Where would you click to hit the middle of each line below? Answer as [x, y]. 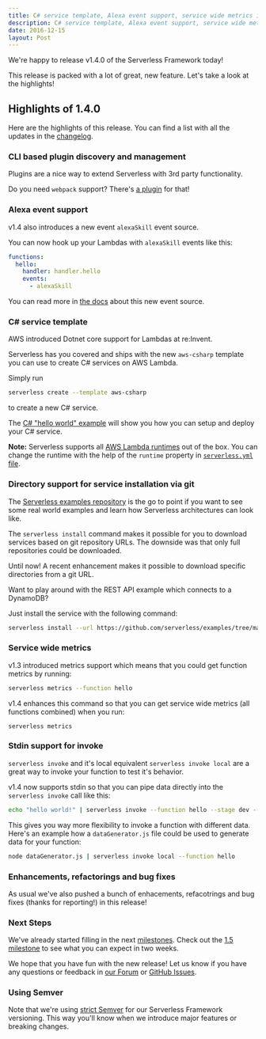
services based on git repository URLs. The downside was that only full [124, 542]
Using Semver [36, 992]
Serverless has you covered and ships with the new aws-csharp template [126, 355]
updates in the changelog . [51, 136]
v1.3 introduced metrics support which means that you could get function [128, 665]
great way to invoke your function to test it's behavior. [96, 772]
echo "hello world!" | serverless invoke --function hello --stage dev [129, 810]
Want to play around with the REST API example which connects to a [120, 590]
